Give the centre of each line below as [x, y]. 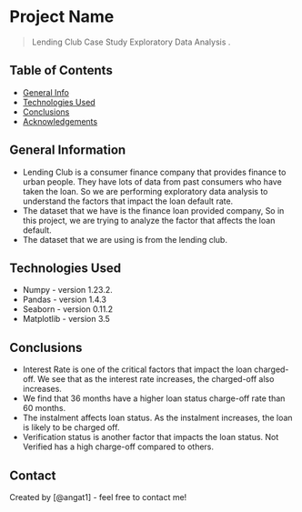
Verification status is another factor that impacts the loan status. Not [151, 437]
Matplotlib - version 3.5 [66, 319]
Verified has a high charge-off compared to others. [118, 447]
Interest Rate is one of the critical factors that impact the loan [137, 369]
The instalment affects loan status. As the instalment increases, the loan [157, 418]
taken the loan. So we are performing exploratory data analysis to [145, 191]
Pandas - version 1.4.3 [65, 300]
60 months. [44, 408]
